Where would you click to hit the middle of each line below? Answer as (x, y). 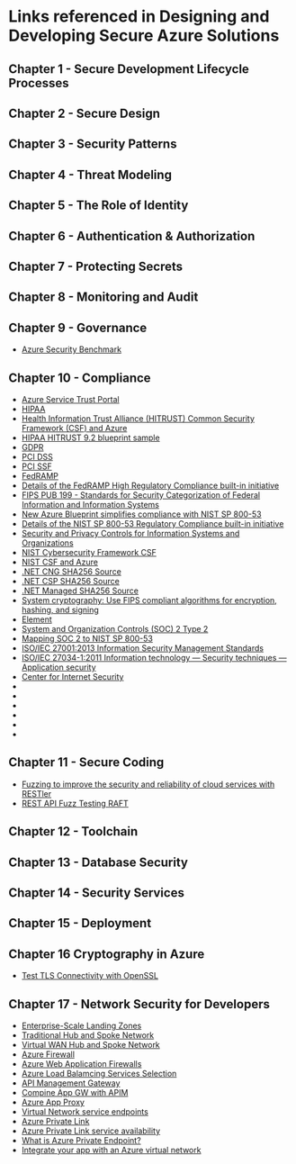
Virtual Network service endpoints (85, 1111)
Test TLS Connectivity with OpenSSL (90, 976)
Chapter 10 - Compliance (80, 378)
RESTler (36, 793)
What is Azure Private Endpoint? (81, 1140)
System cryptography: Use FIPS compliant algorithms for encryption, (149, 600)
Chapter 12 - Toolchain (73, 831)
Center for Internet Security (72, 676)
